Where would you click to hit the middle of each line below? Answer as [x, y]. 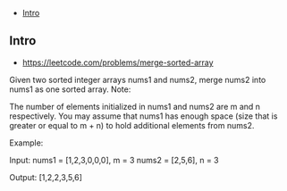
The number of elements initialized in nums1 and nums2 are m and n [135, 106]
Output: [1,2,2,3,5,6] [46, 177]
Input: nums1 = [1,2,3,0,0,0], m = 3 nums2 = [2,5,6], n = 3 [114, 160]
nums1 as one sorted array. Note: [70, 89]
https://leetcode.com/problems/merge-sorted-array [118, 62]
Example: [26, 143]
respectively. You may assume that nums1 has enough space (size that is [143, 116]
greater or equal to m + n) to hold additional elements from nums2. [132, 125]
